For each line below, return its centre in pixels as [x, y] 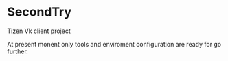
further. [18, 51]
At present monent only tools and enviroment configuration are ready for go [114, 44]
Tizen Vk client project [39, 31]
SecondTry [39, 12]
